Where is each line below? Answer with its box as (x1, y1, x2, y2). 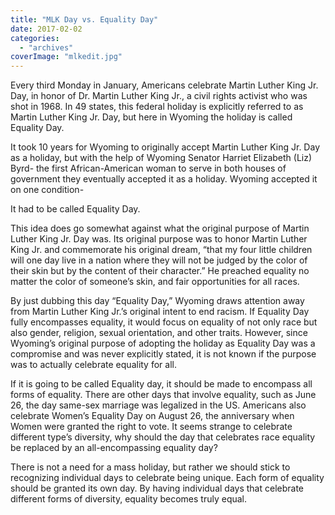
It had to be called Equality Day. (10, 203, 141, 215)
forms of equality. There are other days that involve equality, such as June (10, 389, 317, 401)
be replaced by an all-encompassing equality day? (10, 442, 218, 454)
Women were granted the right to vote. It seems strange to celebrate (10, 421, 293, 433)
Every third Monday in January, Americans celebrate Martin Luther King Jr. (10, 79, 319, 91)
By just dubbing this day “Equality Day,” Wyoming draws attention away (10, 295, 305, 307)
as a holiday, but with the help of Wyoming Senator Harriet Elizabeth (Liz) (10, 152, 313, 164)
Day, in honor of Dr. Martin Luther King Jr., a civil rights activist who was (10, 90, 308, 102)
